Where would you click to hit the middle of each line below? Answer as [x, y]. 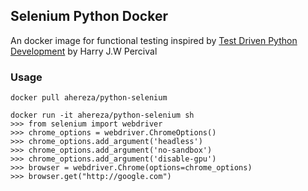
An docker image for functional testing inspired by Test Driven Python [154, 40]
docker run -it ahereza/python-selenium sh [102, 115]
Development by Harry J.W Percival [84, 51]
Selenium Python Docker [89, 16]
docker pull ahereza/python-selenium [89, 98]
